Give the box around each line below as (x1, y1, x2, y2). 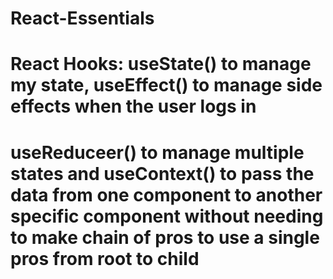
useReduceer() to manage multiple (10, 141, 305, 164)
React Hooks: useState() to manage (10, 53, 312, 76)
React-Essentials (10, 7, 155, 30)
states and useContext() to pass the (10, 162, 315, 185)
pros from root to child (10, 247, 200, 270)
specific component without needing (10, 205, 324, 227)
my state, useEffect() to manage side (10, 74, 323, 97)
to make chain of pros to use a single (10, 226, 320, 249)
